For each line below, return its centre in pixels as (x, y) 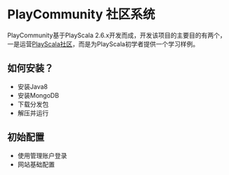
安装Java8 (32, 86)
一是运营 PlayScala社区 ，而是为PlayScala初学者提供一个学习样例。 (103, 44)
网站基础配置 (36, 164)
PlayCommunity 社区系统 (81, 14)
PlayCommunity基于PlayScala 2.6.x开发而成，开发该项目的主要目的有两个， (117, 35)
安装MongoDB (38, 95)
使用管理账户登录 (42, 155)
